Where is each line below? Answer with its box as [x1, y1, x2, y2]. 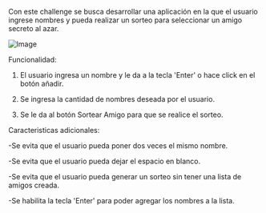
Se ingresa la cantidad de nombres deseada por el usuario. [19, 94, 215, 103]
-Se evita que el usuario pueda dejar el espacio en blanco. [8, 156, 201, 166]
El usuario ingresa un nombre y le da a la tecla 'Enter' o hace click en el [19, 70, 256, 79]
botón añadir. [19, 79, 64, 88]
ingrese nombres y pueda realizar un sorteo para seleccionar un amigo [8, 15, 243, 25]
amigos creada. [8, 180, 60, 190]
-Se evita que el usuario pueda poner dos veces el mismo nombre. [8, 141, 228, 151]
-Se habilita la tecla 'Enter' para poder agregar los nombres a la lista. [8, 196, 235, 205]
